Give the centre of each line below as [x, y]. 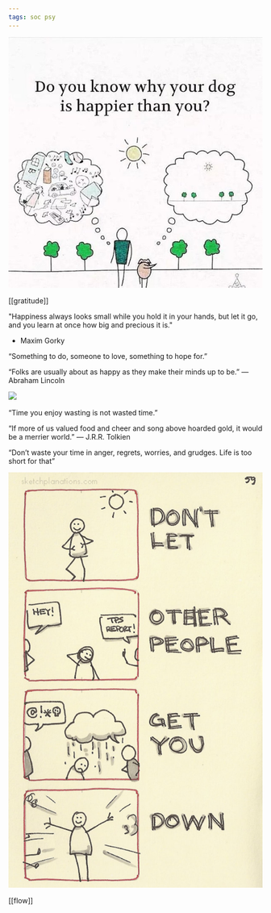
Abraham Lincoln [37, 380]
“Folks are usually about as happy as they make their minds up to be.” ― [129, 372]
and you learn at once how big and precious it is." [91, 325]
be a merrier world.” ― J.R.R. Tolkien [69, 436]
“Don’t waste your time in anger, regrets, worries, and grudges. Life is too [130, 452]
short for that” [31, 461]
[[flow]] [21, 901]
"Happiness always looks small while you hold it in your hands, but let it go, [133, 316]
